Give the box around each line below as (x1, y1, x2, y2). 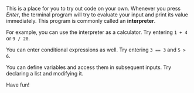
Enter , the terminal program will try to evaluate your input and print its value (6, 11, 189, 18)
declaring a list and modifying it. (6, 70, 84, 77)
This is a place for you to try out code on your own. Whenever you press (6, 5, 181, 12)
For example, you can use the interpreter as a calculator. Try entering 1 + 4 (6, 29, 188, 36)
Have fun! (6, 81, 30, 88)
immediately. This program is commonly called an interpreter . (6, 18, 156, 24)
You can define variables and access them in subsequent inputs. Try (6, 64, 172, 71)
